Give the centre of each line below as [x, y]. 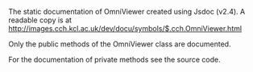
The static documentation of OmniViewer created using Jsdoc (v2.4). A [127, 12]
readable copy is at [40, 20]
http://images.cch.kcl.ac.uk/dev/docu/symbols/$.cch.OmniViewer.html [125, 28]
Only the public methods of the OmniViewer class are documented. [120, 44]
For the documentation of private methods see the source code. [114, 60]
